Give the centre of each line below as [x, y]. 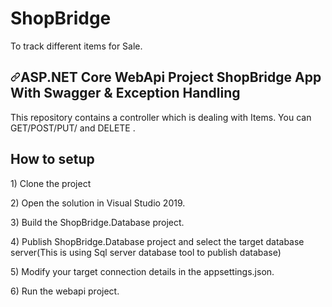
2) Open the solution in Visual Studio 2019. [98, 203]
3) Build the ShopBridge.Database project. [97, 222]
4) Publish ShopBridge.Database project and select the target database [157, 241]
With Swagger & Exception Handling [125, 93]
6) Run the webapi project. [65, 291]
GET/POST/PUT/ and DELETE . [73, 128]
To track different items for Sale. [76, 46]
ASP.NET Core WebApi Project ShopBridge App [171, 77]
